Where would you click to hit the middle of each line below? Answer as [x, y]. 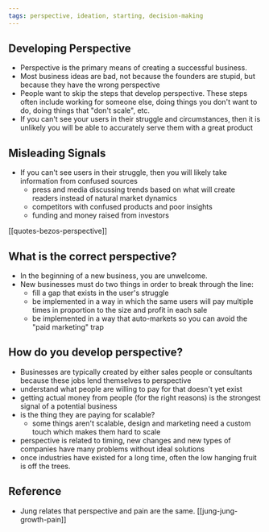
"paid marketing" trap [68, 327]
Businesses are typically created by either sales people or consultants [136, 372]
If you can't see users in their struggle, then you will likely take [123, 172]
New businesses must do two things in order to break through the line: [137, 285]
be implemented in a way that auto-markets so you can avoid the [140, 318]
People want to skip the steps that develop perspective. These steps [134, 94]
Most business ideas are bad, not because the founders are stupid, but [137, 77]
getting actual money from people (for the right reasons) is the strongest [140, 397]
